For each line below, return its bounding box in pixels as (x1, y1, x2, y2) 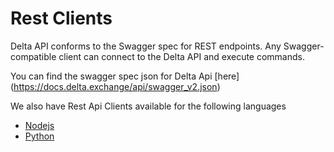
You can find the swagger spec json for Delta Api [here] (10, 70, 240, 82)
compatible (10, 50, 57, 62)
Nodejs (24, 119, 55, 131)
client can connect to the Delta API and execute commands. (58, 50, 305, 62)
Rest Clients (10, 7, 113, 30)
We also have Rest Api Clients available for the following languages (10, 100, 287, 112)
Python (24, 130, 55, 142)
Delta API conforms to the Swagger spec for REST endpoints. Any (10, 40, 282, 52)
